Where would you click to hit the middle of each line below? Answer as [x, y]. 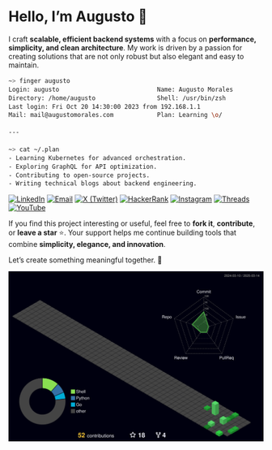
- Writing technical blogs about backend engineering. [103, 184]
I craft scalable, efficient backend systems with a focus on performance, [132, 39]
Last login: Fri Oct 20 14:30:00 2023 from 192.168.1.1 [104, 106]
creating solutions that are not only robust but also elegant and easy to [126, 56]
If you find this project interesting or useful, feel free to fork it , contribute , [132, 223]
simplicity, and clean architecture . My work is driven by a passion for [125, 47]
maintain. [23, 65]
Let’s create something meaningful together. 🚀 [85, 260]
